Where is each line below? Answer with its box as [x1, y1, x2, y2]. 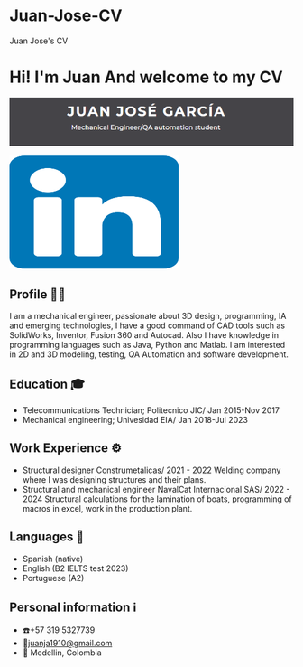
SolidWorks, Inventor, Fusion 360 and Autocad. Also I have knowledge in [9, 330, 280, 341]
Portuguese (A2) [22, 572, 85, 583]
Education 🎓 [9, 376, 86, 391]
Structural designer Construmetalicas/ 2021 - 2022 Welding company [22, 465, 281, 475]
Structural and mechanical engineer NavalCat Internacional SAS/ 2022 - [22, 484, 290, 494]
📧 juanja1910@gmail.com [22, 638, 113, 649]
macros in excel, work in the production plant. [22, 503, 193, 513]
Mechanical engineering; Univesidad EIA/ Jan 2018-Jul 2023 [22, 415, 248, 425]
